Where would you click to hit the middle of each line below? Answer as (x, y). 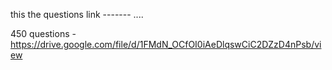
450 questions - (43, 33)
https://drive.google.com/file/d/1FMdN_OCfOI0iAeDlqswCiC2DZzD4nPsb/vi (166, 44)
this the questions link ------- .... (77, 14)
